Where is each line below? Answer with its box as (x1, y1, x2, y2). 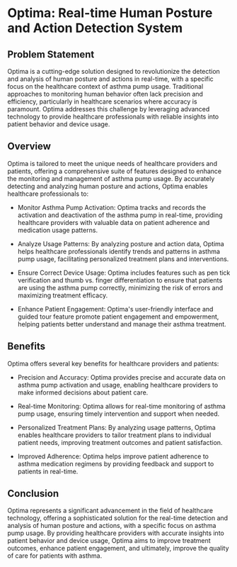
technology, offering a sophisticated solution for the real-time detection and (7, 514, 229, 522)
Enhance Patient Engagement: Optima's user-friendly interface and (17, 304, 214, 313)
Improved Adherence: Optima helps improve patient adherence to (17, 452, 209, 461)
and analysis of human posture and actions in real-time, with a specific (7, 75, 214, 83)
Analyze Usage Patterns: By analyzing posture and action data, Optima (17, 239, 224, 248)
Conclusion (7, 488, 59, 500)
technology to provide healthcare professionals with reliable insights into (7, 112, 219, 121)
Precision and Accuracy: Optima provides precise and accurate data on (17, 373, 226, 381)
